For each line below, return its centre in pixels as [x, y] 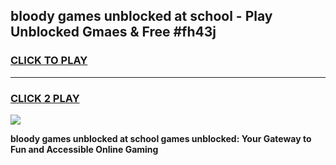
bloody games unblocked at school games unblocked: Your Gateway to [161, 138]
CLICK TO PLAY [49, 61]
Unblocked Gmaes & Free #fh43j [113, 32]
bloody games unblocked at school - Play [141, 16]
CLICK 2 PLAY [45, 98]
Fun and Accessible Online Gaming [84, 149]
